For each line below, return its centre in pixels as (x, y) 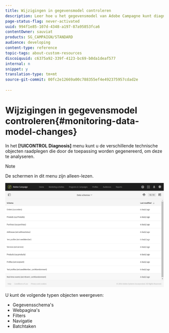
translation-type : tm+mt (31, 74)
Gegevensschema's (33, 305)
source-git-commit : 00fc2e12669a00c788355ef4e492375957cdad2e (72, 80)
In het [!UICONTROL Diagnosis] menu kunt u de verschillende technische (82, 145)
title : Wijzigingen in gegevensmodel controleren (58, 11)
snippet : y (17, 69)
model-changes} (41, 132)
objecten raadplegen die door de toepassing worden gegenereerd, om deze (84, 151)
